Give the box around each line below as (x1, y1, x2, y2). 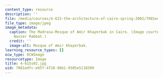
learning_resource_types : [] (5, 47, 64, 52)
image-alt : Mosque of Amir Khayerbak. (9, 43, 88, 48)
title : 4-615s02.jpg (5, 61, 47, 66)
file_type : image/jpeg (5, 20, 51, 26)
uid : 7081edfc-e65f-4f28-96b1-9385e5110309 (5, 66, 95, 71)
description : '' (5, 12, 38, 16)
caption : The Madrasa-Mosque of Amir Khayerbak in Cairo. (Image (9, 30, 145, 34)
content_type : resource (5, 7, 53, 12)
